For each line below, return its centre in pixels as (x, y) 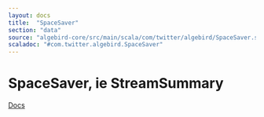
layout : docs (29, 15)
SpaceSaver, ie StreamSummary (116, 84)
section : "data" (35, 30)
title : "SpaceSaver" (44, 23)
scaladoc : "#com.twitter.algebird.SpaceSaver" (86, 45)
